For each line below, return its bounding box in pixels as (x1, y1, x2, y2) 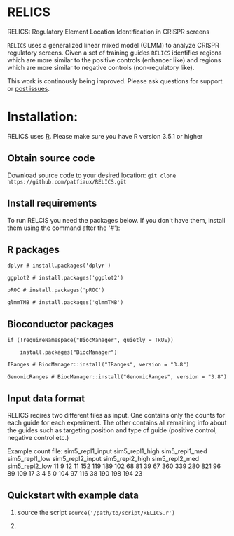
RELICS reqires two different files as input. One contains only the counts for (7, 411, 226, 419)
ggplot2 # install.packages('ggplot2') (7, 275, 124, 282)
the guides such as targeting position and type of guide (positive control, (7, 425, 217, 434)
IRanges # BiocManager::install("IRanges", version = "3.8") (7, 362, 190, 369)
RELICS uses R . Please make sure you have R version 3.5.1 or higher (7, 132, 203, 140)
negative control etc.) (7, 433, 69, 441)
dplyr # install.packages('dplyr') (7, 262, 111, 270)
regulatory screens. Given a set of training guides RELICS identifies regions (7, 48, 222, 57)
